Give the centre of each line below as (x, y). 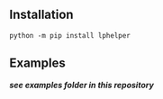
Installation (41, 15)
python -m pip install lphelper (70, 35)
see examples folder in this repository (82, 85)
